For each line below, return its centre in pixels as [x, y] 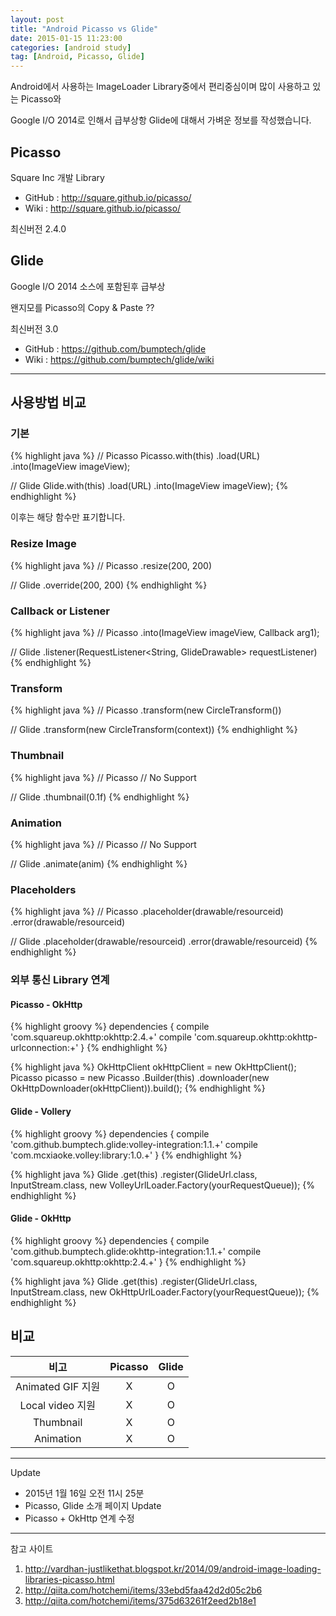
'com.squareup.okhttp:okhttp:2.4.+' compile [101, 1037]
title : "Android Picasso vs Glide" [84, 29]
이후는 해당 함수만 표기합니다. [68, 517]
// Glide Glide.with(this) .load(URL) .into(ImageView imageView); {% [149, 486]
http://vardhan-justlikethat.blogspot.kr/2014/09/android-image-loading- [173, 1568]
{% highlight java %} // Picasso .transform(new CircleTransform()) [146, 710]
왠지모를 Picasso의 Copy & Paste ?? [82, 307]
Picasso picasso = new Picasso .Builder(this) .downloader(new [140, 1078]
